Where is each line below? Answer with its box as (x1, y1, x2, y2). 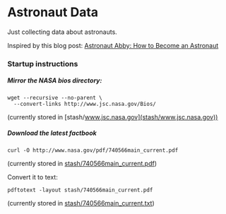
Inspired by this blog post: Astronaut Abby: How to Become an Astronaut (7, 41, 219, 49)
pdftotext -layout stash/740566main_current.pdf (7, 186, 153, 194)
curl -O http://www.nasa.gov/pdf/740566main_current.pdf (7, 146, 179, 154)
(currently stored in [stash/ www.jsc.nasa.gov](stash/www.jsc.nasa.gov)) (7, 112, 218, 121)
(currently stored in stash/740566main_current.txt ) (7, 198, 155, 207)
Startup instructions (7, 59, 78, 69)
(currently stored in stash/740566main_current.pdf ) (7, 159, 157, 167)
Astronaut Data (7, 4, 99, 20)
